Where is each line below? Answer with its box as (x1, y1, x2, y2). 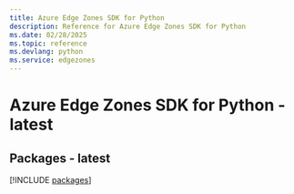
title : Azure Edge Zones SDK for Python (9, 13, 166, 23)
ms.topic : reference (9, 38, 88, 48)
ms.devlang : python (9, 47, 84, 56)
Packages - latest (9, 150, 111, 166)
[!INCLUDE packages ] (9, 175, 92, 185)
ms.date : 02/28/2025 (9, 30, 88, 39)
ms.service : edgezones (9, 56, 96, 65)
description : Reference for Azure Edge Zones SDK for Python (9, 22, 247, 31)
